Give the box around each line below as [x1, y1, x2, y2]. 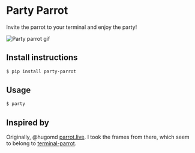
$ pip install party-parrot [6, 68, 77, 74]
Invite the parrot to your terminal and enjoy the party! [6, 23, 137, 31]
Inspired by [6, 118, 49, 128]
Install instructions [6, 52, 78, 63]
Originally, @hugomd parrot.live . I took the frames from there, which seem [6, 133, 190, 141]
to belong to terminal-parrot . [6, 140, 77, 147]
